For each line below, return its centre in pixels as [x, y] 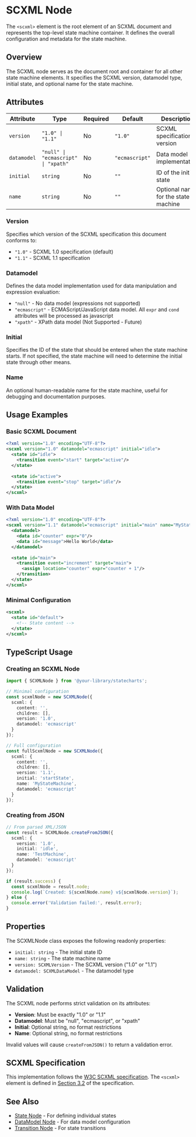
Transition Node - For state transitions [60, 1128]
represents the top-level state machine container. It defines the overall [90, 32]
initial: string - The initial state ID [58, 952]
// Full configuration [34, 746]
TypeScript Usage [39, 652]
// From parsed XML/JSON [36, 827]
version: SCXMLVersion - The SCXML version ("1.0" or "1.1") [86, 964]
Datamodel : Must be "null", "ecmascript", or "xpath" [77, 1021]
